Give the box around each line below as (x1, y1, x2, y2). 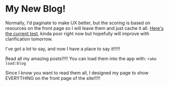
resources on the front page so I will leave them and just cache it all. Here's (5, 25, 164, 31)
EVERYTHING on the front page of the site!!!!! (5, 75, 101, 81)
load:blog (5, 61, 27, 66)
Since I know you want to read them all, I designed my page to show (5, 69, 149, 76)
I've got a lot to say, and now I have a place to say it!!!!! (5, 46, 120, 52)
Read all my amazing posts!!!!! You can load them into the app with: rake (5, 55, 157, 61)
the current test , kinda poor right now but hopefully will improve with (5, 30, 150, 36)
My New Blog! (5, 3, 66, 15)
